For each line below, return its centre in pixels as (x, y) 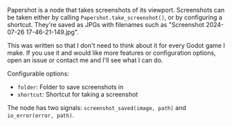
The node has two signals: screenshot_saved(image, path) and (97, 108)
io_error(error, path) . (41, 115)
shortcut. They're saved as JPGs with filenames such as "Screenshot (106, 25)
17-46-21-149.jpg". (53, 32)
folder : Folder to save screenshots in (70, 87)
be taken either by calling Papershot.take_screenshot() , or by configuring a (115, 17)
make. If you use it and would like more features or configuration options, (111, 53)
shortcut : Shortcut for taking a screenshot (78, 94)
